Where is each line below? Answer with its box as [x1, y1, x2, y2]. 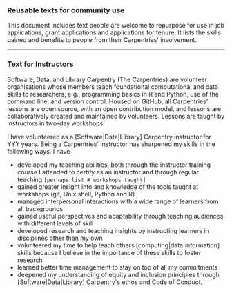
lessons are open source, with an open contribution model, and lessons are [7, 104, 222, 112]
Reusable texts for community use [7, 6, 125, 15]
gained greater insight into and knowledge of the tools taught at [17, 182, 199, 191]
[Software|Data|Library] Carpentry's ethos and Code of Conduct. [17, 278, 203, 286]
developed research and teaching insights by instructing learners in [17, 226, 209, 234]
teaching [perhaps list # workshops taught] [17, 175, 146, 183]
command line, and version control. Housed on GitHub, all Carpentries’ [7, 97, 209, 105]
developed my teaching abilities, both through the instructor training [17, 161, 211, 169]
